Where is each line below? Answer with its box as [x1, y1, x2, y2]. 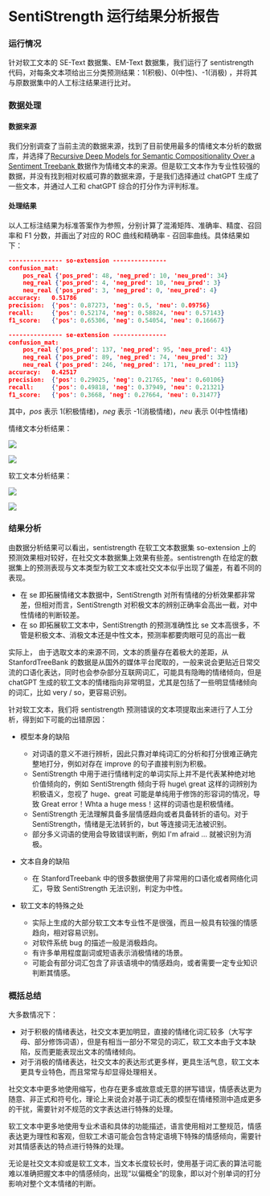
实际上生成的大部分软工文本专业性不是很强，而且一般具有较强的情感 [31, 918, 258, 927]
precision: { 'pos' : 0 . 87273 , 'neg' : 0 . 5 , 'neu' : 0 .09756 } [8, 302, 211, 310]
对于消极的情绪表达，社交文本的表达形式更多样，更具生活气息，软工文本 [19, 1057, 260, 1067]
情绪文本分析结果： [8, 423, 72, 433]
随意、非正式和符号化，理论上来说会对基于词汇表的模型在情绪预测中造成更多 [8, 1095, 262, 1104]
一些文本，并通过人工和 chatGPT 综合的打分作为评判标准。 [8, 181, 203, 191]
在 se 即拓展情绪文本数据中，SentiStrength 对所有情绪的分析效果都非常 [19, 590, 256, 599]
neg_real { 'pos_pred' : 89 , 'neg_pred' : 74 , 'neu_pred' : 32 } [22, 353, 228, 362]
